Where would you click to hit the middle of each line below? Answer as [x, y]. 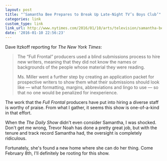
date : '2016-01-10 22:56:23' [35, 33]
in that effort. [18, 113]
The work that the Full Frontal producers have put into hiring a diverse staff [82, 102]
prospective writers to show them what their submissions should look [88, 82]
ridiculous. [16, 138]
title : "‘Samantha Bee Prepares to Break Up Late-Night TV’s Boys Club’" [83, 14]
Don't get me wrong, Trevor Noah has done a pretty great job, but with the [81, 128]
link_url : [15, 28]
